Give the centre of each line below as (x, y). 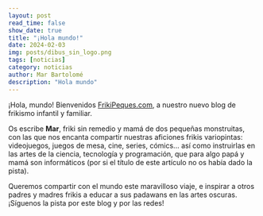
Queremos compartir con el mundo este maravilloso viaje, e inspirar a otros (131, 186)
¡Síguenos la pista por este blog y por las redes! (86, 202)
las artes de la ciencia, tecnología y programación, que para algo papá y (126, 154)
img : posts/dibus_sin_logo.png (60, 52)
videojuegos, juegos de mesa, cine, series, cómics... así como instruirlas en (132, 145)
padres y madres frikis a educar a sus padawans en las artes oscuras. (123, 195)
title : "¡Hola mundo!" (46, 38)
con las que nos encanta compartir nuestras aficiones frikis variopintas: (126, 137)
